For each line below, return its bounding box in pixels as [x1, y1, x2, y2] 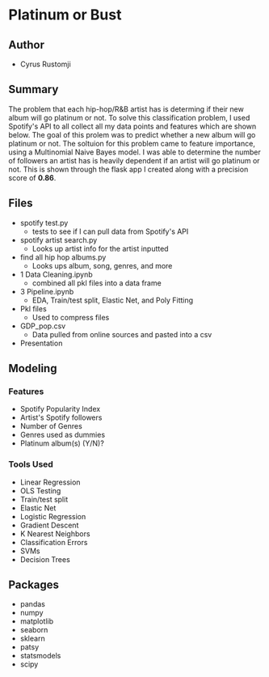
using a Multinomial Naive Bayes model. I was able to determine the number [8, 147, 261, 157]
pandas [19, 599, 46, 609]
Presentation [19, 338, 63, 348]
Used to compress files [32, 312, 110, 322]
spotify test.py [19, 218, 69, 227]
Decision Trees [19, 554, 70, 564]
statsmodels [19, 651, 61, 661]
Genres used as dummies [19, 430, 106, 440]
